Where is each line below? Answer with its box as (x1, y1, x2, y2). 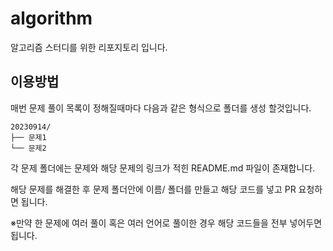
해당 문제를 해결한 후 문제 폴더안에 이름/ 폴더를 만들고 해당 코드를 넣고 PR (10, 183, 297, 195)
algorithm (10, 7, 93, 30)
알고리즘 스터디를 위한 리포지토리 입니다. (10, 41, 168, 53)
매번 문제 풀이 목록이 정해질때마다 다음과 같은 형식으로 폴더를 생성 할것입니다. (10, 102, 312, 114)
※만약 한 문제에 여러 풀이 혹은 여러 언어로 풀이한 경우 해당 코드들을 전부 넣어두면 (10, 217, 323, 229)
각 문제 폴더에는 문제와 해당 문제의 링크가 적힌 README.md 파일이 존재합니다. (10, 162, 316, 174)
